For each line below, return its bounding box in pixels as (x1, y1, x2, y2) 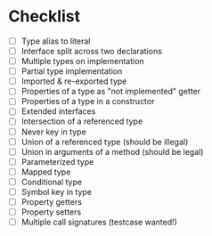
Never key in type (20, 126, 86, 137)
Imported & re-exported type (20, 76, 127, 86)
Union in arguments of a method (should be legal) (20, 146, 204, 157)
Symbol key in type (20, 186, 93, 197)
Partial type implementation (20, 66, 123, 77)
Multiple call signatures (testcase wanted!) (20, 216, 177, 228)
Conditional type (20, 176, 82, 187)
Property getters (20, 196, 82, 207)
